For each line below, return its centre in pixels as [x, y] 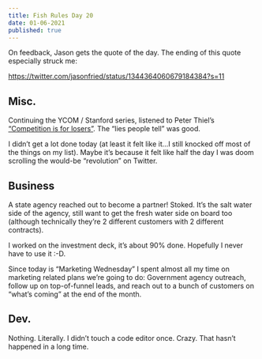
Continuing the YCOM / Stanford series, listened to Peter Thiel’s [111, 120]
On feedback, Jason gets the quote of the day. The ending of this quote [125, 53]
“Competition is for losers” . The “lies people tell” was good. [105, 129]
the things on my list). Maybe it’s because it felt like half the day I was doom [131, 153]
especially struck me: [43, 61]
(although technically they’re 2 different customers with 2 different [116, 221]
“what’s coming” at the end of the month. [75, 294]
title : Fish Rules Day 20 [51, 15]
